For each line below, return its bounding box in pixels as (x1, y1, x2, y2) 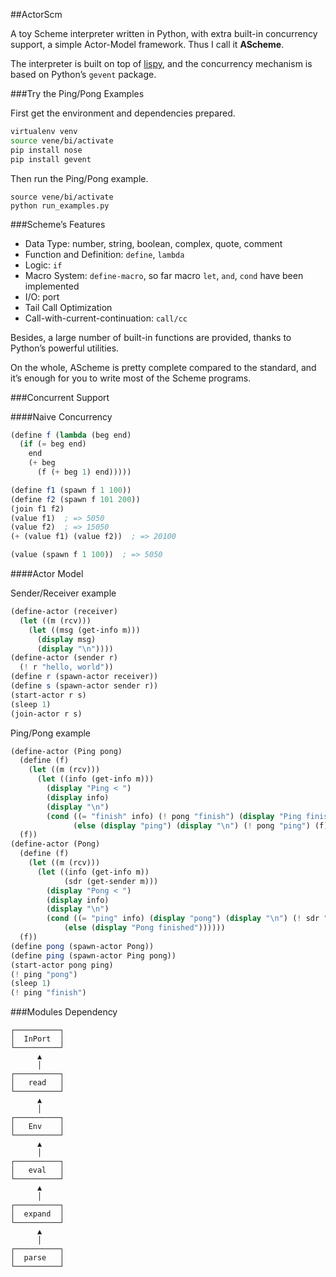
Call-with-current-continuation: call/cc (24, 312, 188, 324)
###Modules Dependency (10, 1006, 118, 1018)
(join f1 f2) (10, 504, 65, 514)
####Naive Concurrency (10, 410, 113, 423)
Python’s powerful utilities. (10, 342, 120, 354)
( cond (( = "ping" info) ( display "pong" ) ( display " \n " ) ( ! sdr (46, 914, 320, 924)
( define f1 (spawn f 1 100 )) (10, 485, 132, 495)
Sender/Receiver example (10, 587, 117, 599)
